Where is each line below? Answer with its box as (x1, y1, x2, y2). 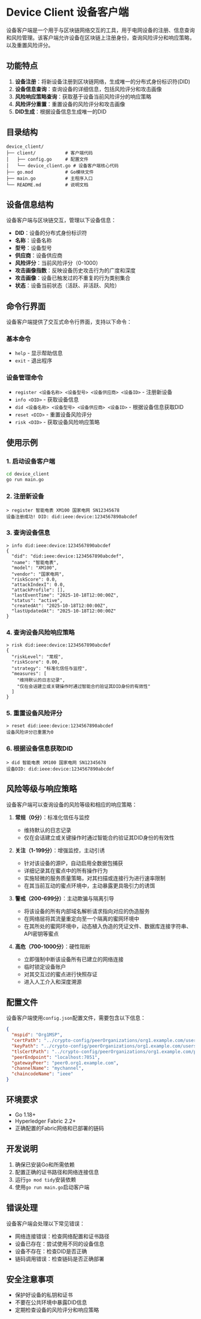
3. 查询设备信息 (6, 529, 51, 537)
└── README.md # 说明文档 (6, 181, 89, 188)
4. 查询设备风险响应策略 (6, 628, 75, 637)
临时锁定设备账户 (23, 963, 66, 970)
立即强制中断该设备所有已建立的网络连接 (23, 956, 124, 963)
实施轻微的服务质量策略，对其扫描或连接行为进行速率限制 (23, 875, 166, 882)
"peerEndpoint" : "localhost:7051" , (11, 1054, 100, 1060)
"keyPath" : (11, 1043, 39, 1049)
